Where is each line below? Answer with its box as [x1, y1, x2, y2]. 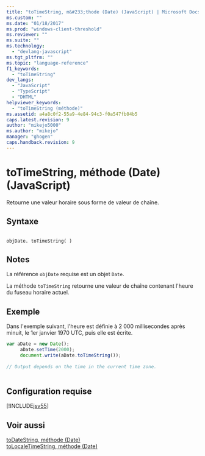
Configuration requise [6, 386, 92, 396]
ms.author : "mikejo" [6, 128, 59, 134]
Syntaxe [6, 216, 38, 227]
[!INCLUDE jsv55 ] [6, 402, 49, 410]
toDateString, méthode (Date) [6, 436, 81, 443]
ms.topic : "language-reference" [6, 60, 88, 66]
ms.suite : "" [6, 37, 40, 43]
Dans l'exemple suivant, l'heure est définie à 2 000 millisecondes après [6, 322, 185, 330]
